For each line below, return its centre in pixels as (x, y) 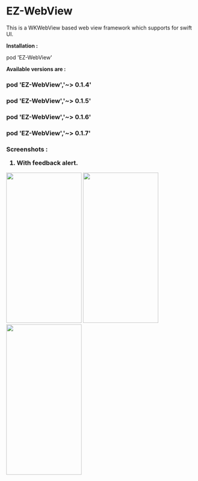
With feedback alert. (47, 162)
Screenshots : (27, 149)
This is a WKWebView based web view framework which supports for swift (99, 28)
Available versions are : (36, 69)
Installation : (22, 46)
